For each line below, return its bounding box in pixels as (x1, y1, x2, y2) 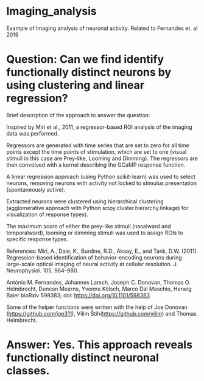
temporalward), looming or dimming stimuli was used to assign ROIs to (6, 229, 184, 236)
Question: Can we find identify (6, 53, 164, 67)
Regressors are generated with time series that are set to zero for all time (6, 142, 190, 149)
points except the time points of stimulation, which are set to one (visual (6, 148, 187, 155)
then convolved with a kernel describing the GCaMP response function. (6, 161, 186, 169)
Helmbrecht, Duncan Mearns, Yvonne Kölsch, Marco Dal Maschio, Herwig (6, 285, 192, 292)
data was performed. (6, 129, 59, 137)
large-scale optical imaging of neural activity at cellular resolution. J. (6, 260, 178, 267)
